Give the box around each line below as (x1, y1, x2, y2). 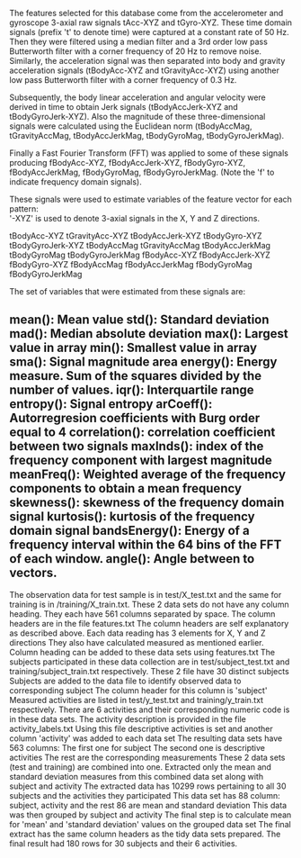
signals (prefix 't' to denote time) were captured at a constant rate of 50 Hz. (9, 27, 289, 37)
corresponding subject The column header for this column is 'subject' (9, 684, 268, 696)
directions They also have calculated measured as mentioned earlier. (9, 637, 264, 647)
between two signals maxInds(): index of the (9, 438, 264, 454)
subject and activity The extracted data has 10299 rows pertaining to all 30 (9, 781, 287, 791)
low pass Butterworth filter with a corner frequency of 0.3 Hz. (9, 75, 237, 85)
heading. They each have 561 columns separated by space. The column (9, 608, 276, 619)
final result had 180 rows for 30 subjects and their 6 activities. (9, 837, 238, 849)
